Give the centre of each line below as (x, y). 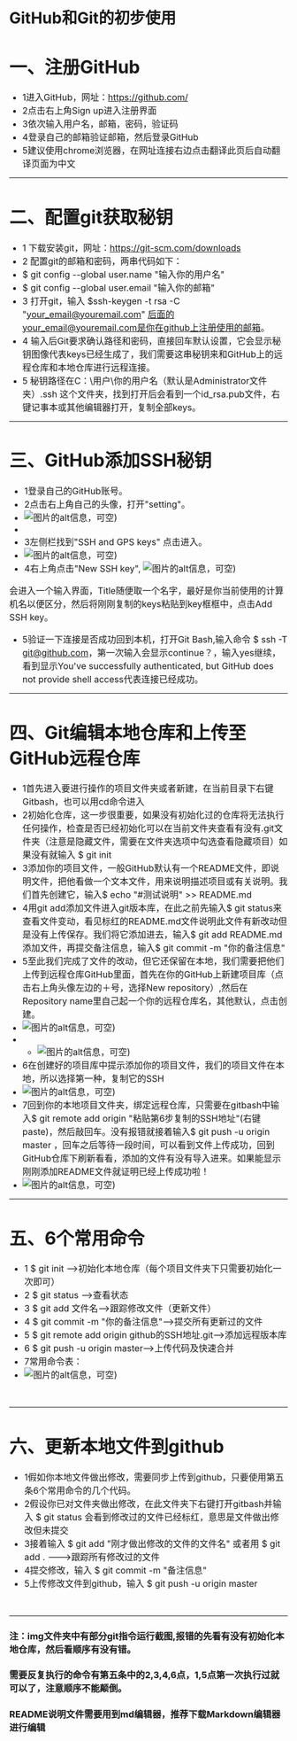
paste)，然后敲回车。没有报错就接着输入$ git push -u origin (146, 1132)
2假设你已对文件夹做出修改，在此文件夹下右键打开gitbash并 (148, 1504)
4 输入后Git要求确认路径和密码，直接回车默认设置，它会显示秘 (151, 340)
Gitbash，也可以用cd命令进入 (83, 802)
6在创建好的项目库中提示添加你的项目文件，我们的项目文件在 (148, 1066)
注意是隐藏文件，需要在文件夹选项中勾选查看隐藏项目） (164, 842)
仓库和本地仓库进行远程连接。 (93, 367)
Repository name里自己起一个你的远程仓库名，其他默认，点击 (150, 1001)
